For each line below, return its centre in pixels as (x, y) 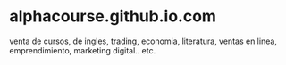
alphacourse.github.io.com (113, 16)
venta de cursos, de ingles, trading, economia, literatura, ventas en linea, (143, 41)
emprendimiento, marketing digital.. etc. (83, 50)
